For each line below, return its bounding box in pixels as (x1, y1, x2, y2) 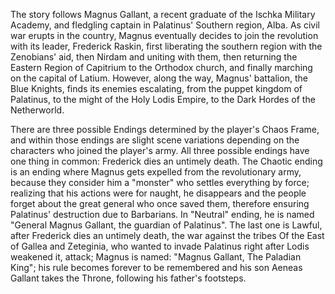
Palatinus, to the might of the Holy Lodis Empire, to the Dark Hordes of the (10, 94, 316, 105)
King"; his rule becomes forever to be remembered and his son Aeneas (10, 262, 303, 273)
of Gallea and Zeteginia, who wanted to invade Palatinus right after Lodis (10, 240, 310, 252)
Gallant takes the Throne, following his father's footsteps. (10, 272, 247, 284)
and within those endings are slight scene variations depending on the (10, 134, 300, 146)
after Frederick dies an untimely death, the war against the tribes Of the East (10, 230, 325, 241)
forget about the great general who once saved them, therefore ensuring (10, 198, 310, 209)
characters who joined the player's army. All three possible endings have (10, 145, 310, 156)
